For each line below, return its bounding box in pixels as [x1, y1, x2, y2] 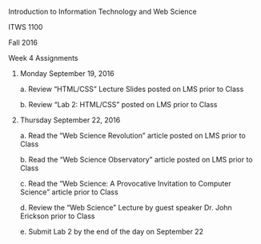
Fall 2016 [8, 38, 38, 47]
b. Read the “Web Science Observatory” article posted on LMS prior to [19, 155, 254, 164]
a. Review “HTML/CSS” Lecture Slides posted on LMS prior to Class [19, 84, 244, 94]
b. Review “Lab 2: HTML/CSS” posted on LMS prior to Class [19, 100, 218, 109]
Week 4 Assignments [8, 54, 78, 62]
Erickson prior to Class [19, 211, 95, 221]
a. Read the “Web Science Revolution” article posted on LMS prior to [19, 131, 246, 140]
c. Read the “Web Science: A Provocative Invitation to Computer [19, 179, 231, 188]
